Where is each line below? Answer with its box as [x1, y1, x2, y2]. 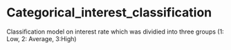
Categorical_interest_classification [6, 5, 212, 21]
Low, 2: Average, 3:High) [6, 34, 77, 42]
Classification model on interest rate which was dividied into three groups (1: [6, 27, 224, 36]
